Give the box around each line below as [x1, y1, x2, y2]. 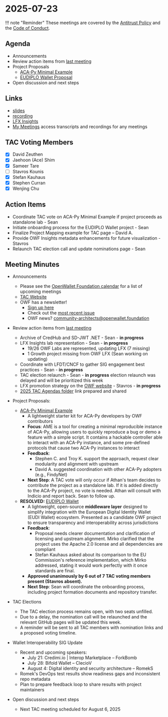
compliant [35, 546, 56, 553]
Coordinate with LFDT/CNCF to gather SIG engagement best [20, 361, 145, 367]
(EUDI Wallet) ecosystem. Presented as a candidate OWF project [27, 515, 161, 521]
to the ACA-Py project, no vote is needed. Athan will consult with [27, 488, 161, 494]
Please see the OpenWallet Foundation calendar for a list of [20, 283, 143, 289]
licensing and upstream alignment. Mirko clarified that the [35, 536, 154, 542]
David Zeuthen [12, 151, 43, 157]
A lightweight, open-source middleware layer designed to [27, 503, 148, 510]
